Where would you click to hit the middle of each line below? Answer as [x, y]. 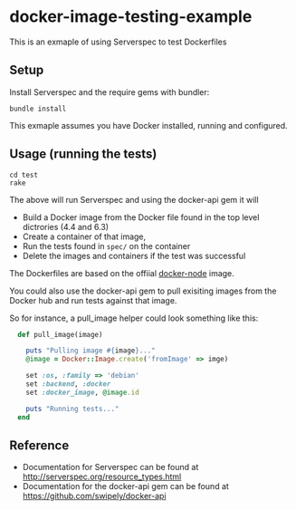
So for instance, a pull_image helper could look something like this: [134, 318]
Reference [39, 445]
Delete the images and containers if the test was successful [134, 255]
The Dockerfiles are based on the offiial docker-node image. [122, 273]
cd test [24, 175]
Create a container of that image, [84, 236]
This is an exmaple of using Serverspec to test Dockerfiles [118, 42]
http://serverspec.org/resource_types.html [102, 476]
